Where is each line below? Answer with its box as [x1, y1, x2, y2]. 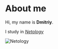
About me [5, 3, 47, 14]
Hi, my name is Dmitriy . [5, 19, 54, 25]
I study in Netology [5, 28, 44, 34]
